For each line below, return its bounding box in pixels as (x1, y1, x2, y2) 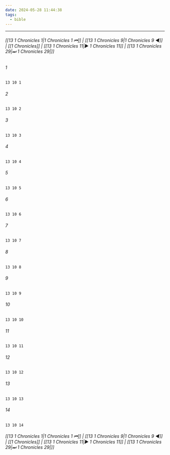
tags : (5, 12, 17, 17)
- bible (10, 17, 26, 22)
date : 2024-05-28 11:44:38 (5, 7, 62, 13)
